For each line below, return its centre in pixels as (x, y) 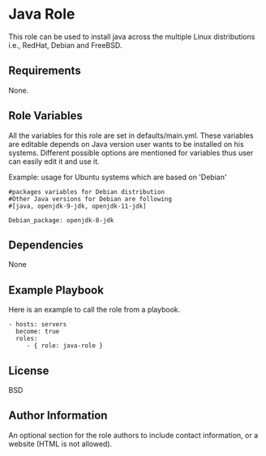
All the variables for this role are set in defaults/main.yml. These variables (131, 136)
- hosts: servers (38, 325)
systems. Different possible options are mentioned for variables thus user (131, 153)
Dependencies (46, 245)
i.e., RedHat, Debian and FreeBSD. (65, 45)
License (29, 370)
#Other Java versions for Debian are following (90, 199)
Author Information (58, 416)
